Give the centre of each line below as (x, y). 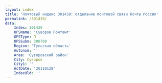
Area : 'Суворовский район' (41, 55)
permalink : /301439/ (26, 19)
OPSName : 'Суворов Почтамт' (42, 32)
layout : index (20, 10)
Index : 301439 (28, 28)
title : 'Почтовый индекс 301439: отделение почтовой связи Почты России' (82, 14)
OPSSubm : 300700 (31, 41)
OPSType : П (25, 37)
